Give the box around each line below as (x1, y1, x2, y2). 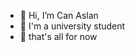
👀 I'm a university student (19, 20, 126, 32)
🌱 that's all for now (19, 31, 98, 42)
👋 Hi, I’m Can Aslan (19, 10, 99, 21)
